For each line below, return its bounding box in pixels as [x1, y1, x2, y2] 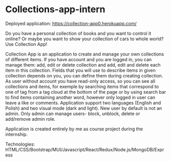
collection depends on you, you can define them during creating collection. [5, 72, 163, 78]
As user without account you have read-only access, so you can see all [5, 78, 156, 84]
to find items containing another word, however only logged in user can [5, 94, 156, 100]
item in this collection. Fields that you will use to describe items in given [5, 67, 156, 73]
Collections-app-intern [5, 4, 106, 15]
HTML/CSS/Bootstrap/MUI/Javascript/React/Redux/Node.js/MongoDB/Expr [5, 146, 164, 152]
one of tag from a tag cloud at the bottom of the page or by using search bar [5, 89, 166, 95]
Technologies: [5, 141, 35, 147]
